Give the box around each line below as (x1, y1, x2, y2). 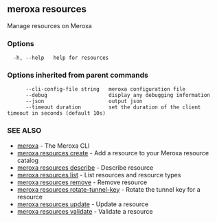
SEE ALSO (7, 126, 42, 135)
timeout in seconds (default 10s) (7, 110, 106, 117)
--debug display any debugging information (25, 92, 211, 99)
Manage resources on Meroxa (7, 21, 93, 30)
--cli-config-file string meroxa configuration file (25, 86, 186, 93)
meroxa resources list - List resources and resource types (16, 170, 181, 179)
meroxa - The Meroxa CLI (16, 142, 90, 150)
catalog (16, 156, 39, 164)
